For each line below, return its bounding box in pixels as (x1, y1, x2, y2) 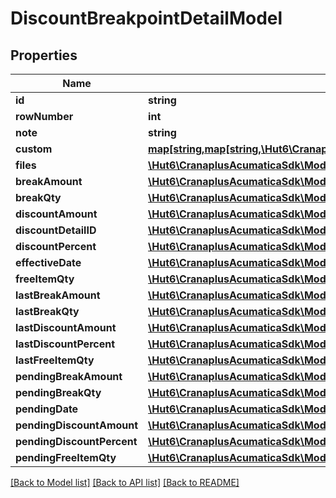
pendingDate (15, 402, 79, 416)
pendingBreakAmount (15, 370, 123, 383)
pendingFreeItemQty (15, 451, 117, 464)
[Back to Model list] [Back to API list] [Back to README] (10, 477, 240, 488)
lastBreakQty (15, 305, 80, 318)
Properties (10, 47, 78, 64)
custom (15, 142, 53, 156)
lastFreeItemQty (15, 353, 95, 367)
